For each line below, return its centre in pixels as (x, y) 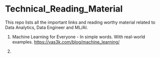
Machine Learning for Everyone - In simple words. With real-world (79, 37)
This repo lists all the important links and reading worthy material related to (80, 22)
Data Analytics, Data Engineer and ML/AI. (47, 27)
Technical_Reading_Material (64, 9)
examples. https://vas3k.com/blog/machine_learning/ (66, 42)
